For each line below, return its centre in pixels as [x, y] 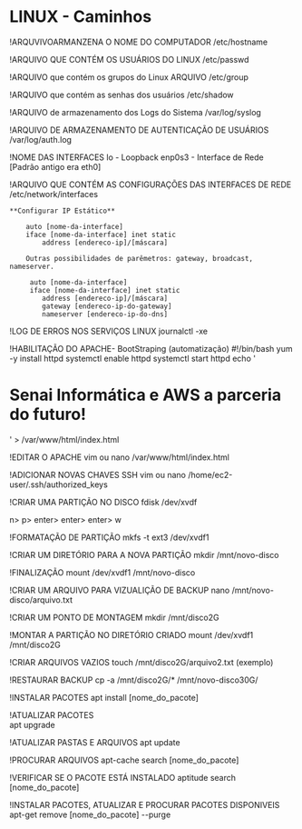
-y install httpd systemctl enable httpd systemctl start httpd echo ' [133, 358]
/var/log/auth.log [41, 139]
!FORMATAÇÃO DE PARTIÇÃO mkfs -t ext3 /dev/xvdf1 [109, 537]
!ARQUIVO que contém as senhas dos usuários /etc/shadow [122, 95]
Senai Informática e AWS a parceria [146, 395]
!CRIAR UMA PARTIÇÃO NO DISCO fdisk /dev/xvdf [103, 502]
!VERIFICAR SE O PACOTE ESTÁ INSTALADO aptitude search [123, 777]
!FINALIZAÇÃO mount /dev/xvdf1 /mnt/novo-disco [102, 572]
